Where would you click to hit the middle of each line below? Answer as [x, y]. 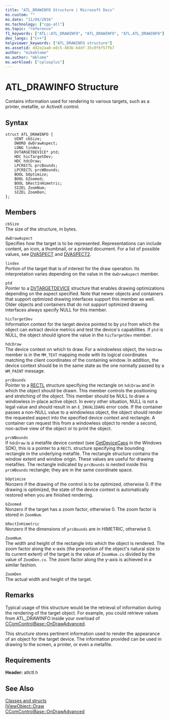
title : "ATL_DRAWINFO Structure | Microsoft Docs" [60, 10]
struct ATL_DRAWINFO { [29, 134]
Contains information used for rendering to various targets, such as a [77, 101]
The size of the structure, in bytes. [41, 229]
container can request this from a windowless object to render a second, [81, 423]
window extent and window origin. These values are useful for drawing [79, 459]
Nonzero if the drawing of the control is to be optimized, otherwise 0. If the [83, 484]
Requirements [28, 660]
